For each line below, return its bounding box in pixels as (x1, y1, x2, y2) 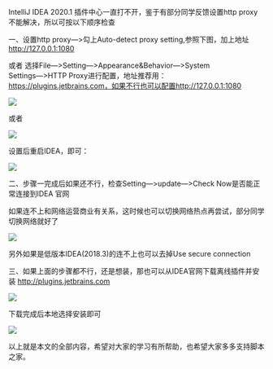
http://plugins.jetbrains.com (17, 276, 110, 286)
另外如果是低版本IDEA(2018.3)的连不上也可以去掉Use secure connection (8, 249, 251, 258)
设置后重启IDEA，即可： (8, 146, 89, 156)
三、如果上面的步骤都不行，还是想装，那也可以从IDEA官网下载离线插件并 (8, 266, 253, 275)
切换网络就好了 (8, 217, 58, 226)
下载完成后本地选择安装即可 (8, 309, 102, 318)
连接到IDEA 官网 (15, 189, 70, 198)
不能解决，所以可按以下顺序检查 (8, 17, 115, 27)
